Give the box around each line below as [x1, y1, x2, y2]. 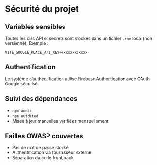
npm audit [12, 109, 32, 113]
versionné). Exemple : [5, 41, 48, 46]
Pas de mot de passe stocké [12, 145, 69, 151]
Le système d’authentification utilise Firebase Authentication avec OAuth [5, 76, 150, 82]
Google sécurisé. [5, 81, 39, 86]
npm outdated [12, 113, 39, 119]
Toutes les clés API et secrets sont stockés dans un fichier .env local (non [5, 35, 153, 41]
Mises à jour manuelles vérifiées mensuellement [12, 118, 109, 124]
